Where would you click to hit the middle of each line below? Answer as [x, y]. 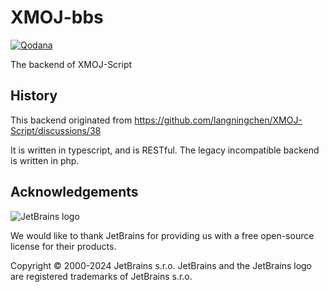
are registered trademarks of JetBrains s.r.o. [101, 276]
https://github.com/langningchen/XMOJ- [218, 120]
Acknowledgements [74, 192]
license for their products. [63, 246]
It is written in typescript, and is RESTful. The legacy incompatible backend [165, 150]
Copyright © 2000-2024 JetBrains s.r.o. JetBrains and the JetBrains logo [161, 265]
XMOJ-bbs [57, 17]
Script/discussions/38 [56, 130]
